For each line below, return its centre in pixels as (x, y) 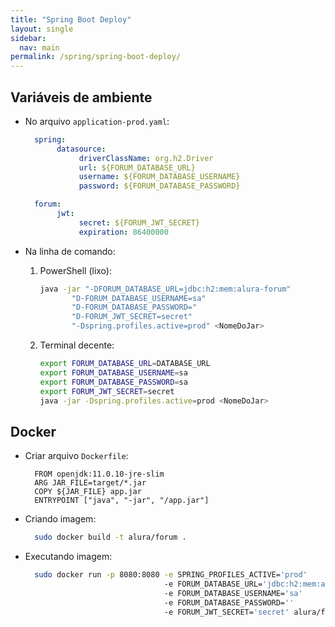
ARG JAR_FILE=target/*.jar (90, 483)
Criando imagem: (60, 519)
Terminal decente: (77, 345)
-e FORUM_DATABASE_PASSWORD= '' (229, 602)
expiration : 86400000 (123, 232)
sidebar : (28, 38)
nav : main (39, 47)
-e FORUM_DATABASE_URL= (213, 584)
